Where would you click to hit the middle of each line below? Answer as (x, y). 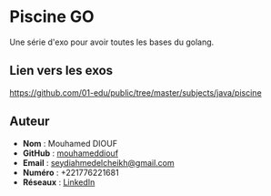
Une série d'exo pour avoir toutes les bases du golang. (112, 42)
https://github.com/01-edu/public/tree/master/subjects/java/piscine (135, 92)
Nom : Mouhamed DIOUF (70, 143)
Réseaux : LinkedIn (59, 182)
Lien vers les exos (61, 71)
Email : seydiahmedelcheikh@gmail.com (98, 162)
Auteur (30, 122)
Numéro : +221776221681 (71, 172)
